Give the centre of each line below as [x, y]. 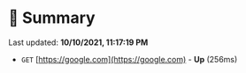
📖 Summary [52, 18]
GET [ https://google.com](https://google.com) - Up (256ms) [129, 59]
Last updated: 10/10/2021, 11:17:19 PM [78, 42]
